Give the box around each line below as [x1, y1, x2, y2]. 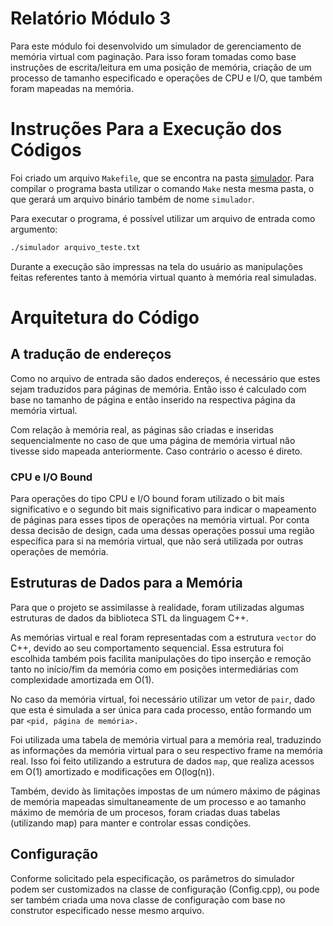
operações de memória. [10, 546, 109, 558]
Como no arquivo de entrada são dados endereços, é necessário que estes [10, 372, 321, 384]
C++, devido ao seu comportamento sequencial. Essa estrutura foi [10, 642, 285, 654]
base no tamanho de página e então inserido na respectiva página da [10, 393, 296, 406]
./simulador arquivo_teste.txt [10, 242, 141, 252]
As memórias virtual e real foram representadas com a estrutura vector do [10, 631, 317, 643]
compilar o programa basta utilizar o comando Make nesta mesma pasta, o [10, 182, 315, 194]
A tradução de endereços [10, 346, 172, 363]
